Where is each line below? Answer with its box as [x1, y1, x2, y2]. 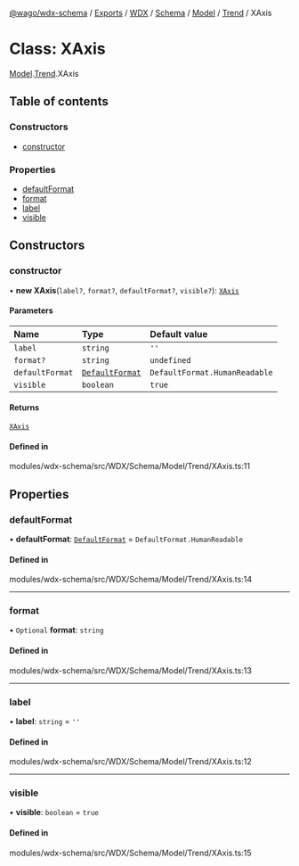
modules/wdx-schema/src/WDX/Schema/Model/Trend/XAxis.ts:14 [9, 574, 252, 585]
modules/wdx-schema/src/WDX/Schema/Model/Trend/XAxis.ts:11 [9, 461, 251, 472]
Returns [9, 402, 40, 413]
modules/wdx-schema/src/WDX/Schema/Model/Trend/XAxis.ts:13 [9, 664, 252, 676]
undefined [149, 355, 191, 365]
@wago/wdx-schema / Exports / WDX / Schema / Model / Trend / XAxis [9, 8, 272, 18]
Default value [149, 327, 208, 340]
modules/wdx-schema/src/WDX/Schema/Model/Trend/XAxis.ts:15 [9, 847, 252, 858]
